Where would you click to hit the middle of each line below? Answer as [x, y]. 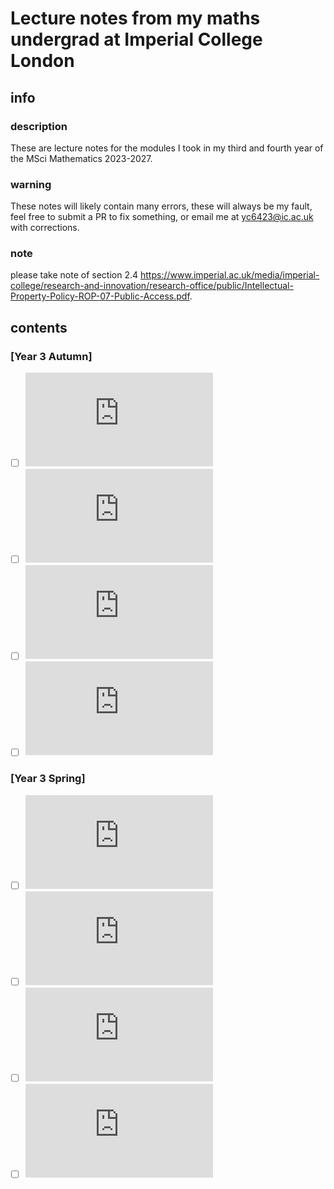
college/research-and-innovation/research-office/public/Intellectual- [152, 286]
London [42, 61]
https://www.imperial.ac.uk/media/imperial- [230, 275]
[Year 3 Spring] [48, 779]
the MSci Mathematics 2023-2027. [81, 158]
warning [31, 184]
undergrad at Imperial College [136, 39]
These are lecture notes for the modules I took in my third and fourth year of [167, 148]
